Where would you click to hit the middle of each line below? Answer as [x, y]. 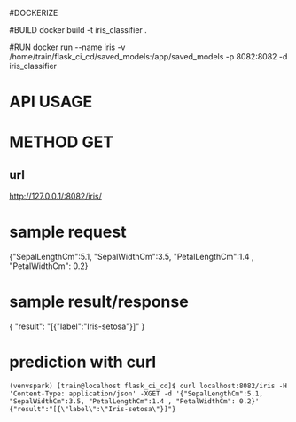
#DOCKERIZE [34, 13]
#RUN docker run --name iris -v [67, 47]
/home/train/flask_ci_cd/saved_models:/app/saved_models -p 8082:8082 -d [148, 56]
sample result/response [99, 302]
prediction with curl [83, 362]
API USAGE [51, 102]
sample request [68, 232]
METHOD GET [61, 142]
